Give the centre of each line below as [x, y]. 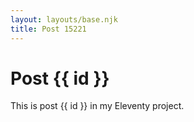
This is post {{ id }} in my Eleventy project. [97, 106]
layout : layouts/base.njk [64, 19]
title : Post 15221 [48, 29]
